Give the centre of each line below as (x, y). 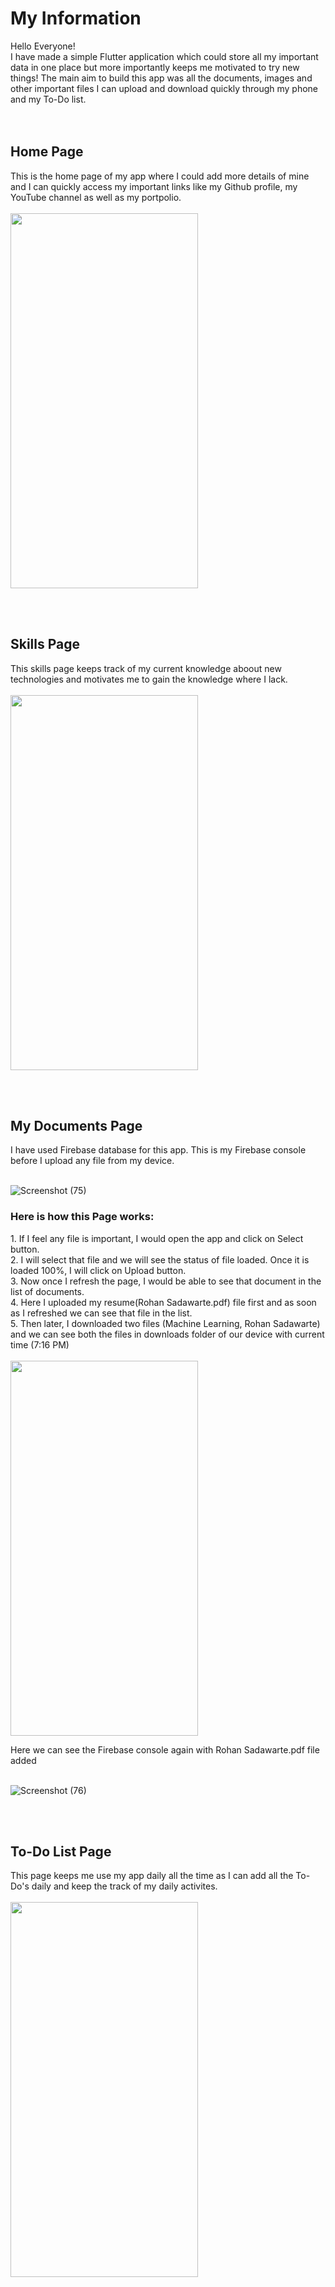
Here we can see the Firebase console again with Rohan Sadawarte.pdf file (165, 1749)
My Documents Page (76, 1125)
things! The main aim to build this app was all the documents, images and (161, 78)
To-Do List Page (61, 1852)
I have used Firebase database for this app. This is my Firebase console (158, 1150)
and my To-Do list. (48, 99)
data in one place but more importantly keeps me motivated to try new (155, 67)
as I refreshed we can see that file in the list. (101, 1313)
